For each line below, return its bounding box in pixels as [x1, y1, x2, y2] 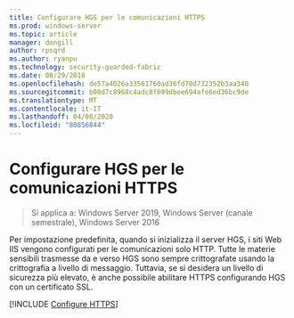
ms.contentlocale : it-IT [9, 104, 102, 113]
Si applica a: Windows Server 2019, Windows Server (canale [30, 207, 253, 218]
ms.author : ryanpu [9, 54, 78, 63]
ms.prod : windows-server [9, 21, 102, 30]
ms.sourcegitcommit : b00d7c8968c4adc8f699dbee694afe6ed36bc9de [9, 87, 249, 96]
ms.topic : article [9, 29, 78, 38]
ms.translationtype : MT [9, 95, 98, 105]
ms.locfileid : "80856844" [9, 121, 105, 130]
